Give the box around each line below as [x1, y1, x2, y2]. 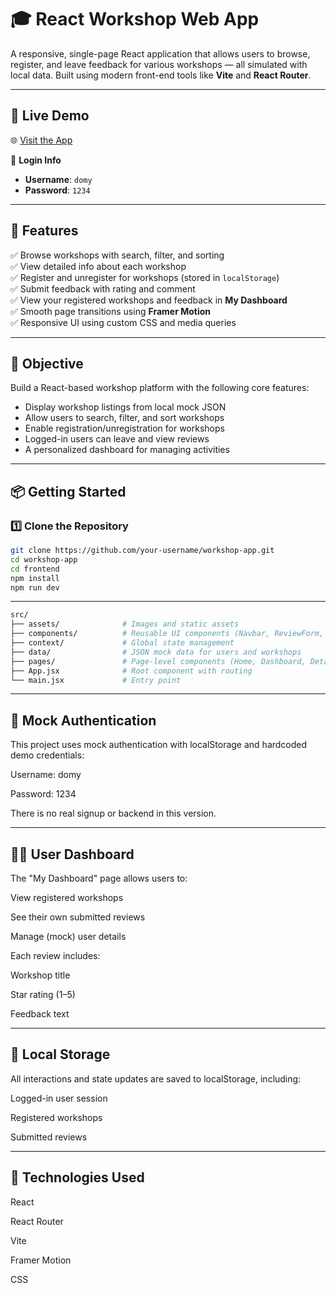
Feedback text [10, 1008, 70, 1020]
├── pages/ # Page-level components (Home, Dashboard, [10, 656, 307, 666]
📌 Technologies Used [10, 1169, 145, 1186]
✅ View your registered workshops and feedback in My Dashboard [10, 294, 288, 306]
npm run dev [10, 582, 60, 593]
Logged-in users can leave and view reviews [24, 433, 210, 445]
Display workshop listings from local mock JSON [24, 401, 227, 413]
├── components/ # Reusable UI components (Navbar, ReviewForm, [10, 629, 325, 639]
